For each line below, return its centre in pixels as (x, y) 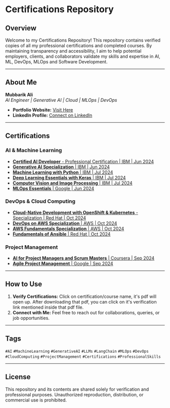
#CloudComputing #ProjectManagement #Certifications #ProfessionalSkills (83, 357)
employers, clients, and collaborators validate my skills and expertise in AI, (83, 56)
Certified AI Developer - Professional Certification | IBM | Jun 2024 (83, 161)
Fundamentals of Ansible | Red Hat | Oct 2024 (61, 234)
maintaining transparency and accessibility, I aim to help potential (73, 51)
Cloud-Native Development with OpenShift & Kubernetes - (75, 212)
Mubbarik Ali (19, 94)
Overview (21, 28)
